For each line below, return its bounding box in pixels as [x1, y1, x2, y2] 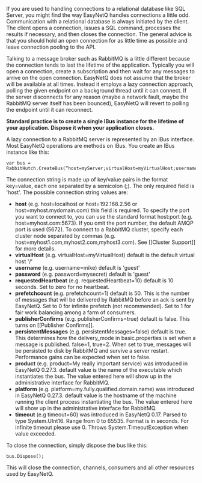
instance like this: [6, 148, 49, 156]
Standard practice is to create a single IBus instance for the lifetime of [6, 118, 185, 125]
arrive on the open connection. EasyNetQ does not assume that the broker [6, 74, 191, 81]
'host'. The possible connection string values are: [6, 189, 128, 196]
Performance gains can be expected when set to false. [14, 354, 151, 360]
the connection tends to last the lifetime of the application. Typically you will [6, 61, 194, 68]
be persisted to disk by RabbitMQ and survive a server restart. [14, 347, 170, 354]
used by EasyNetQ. [6, 470, 54, 477]
